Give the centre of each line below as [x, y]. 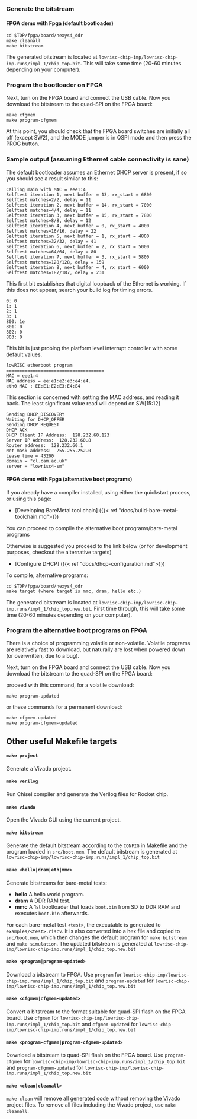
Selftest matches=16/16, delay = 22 [51, 231]
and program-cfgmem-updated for [45, 1068]
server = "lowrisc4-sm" [35, 466]
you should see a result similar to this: [52, 178]
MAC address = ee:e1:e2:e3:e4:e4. [49, 381]
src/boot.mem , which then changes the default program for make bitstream [97, 937]
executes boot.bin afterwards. [52, 913]
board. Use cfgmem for [33, 1018]
